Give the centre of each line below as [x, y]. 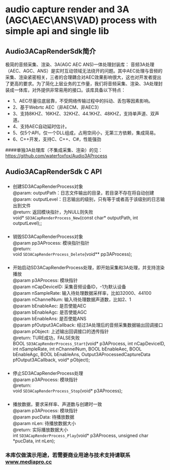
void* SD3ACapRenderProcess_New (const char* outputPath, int [75, 218]
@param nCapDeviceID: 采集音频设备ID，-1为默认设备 [69, 287]
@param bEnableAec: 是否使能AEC [49, 306]
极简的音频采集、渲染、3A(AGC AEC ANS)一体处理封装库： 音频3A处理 [80, 64]
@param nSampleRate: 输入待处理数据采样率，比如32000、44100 [82, 293]
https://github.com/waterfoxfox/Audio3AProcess [56, 156]
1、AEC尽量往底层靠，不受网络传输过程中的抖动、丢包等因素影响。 [83, 101]
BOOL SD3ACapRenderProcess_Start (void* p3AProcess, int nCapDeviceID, [89, 344]
